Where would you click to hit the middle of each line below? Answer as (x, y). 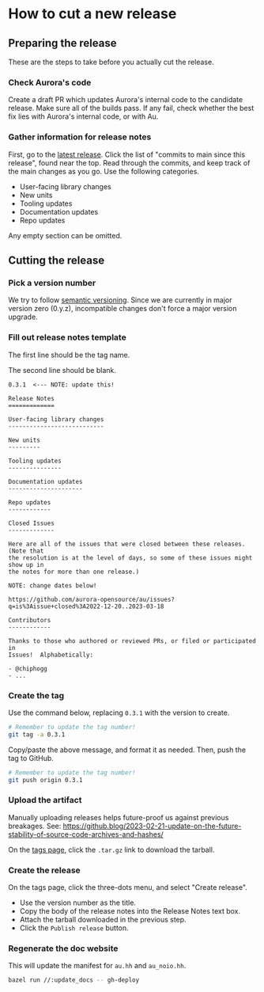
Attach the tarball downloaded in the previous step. (103, 919)
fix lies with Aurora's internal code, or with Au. (83, 116)
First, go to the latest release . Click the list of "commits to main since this (127, 154)
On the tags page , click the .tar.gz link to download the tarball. (111, 849)
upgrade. (23, 317)
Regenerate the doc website (63, 948)
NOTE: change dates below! (53, 585)
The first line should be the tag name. (69, 355)
